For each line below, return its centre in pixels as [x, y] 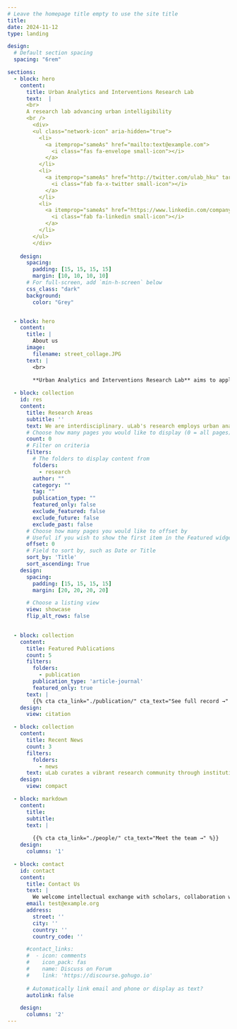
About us [45, 341]
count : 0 [39, 439]
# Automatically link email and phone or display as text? [114, 989]
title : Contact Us [53, 884]
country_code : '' [58, 936]
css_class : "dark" [53, 289]
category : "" [52, 485]
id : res [31, 400]
